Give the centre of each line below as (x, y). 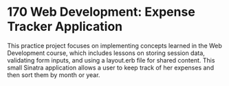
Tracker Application (65, 26)
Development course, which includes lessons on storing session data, (106, 53)
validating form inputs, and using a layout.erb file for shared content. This (111, 60)
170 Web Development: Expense (101, 12)
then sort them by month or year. (54, 75)
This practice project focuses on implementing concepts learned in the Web (115, 45)
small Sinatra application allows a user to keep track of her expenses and (111, 67)
